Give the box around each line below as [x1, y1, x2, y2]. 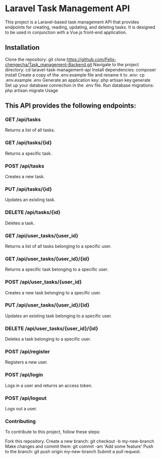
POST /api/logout [5, 395, 47, 402]
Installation [5, 43, 40, 52]
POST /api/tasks [5, 163, 45, 169]
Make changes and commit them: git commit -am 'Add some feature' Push [5, 443, 154, 449]
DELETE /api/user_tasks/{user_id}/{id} [5, 325, 98, 331]
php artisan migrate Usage [5, 87, 58, 93]
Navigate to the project [93, 61, 139, 67]
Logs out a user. [5, 406, 37, 411]
